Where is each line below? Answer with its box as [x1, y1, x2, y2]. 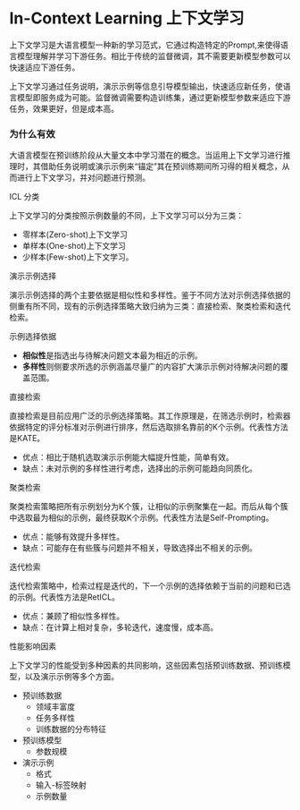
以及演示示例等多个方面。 [24, 671, 119, 682]
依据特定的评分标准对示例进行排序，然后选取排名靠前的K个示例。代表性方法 [9, 422, 288, 432]
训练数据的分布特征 [35, 724, 107, 735]
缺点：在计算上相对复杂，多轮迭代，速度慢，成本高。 [21, 622, 219, 633]
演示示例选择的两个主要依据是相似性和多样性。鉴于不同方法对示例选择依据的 [9, 290, 291, 301]
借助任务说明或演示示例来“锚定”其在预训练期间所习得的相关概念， [39, 161, 283, 172]
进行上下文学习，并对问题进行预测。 [16, 172, 150, 183]
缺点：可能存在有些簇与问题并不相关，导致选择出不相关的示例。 [21, 542, 257, 553]
